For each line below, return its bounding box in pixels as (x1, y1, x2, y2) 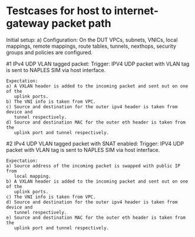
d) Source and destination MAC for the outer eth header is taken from (6, 119, 186, 125)
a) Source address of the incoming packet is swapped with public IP (6, 163, 181, 169)
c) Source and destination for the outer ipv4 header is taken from (6, 103, 178, 110)
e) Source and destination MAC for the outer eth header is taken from (6, 215, 186, 220)
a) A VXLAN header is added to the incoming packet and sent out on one (6, 83, 189, 89)
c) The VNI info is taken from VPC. (6, 194, 96, 200)
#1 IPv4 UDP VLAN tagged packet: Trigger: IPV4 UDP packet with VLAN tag (6, 60, 190, 67)
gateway (6, 17, 49, 30)
